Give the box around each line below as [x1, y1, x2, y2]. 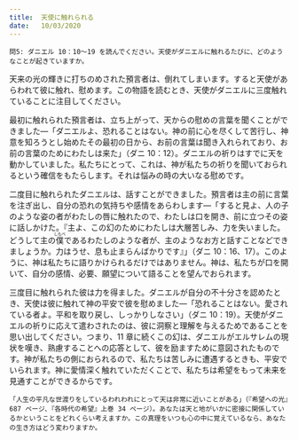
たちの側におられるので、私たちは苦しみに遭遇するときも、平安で [47, 353, 288, 364]
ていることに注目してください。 [9, 95, 126, 106]
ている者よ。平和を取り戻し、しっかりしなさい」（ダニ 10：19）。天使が [9, 309, 269, 319]
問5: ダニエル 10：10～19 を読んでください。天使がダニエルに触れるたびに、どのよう [9, 47, 284, 56]
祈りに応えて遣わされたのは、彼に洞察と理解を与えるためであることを [32, 320, 288, 331]
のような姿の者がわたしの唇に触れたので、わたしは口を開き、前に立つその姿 [9, 210, 288, 222]
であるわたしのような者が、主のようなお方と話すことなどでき [63, 234, 289, 245]
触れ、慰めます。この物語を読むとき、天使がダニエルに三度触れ [54, 84, 287, 95]
